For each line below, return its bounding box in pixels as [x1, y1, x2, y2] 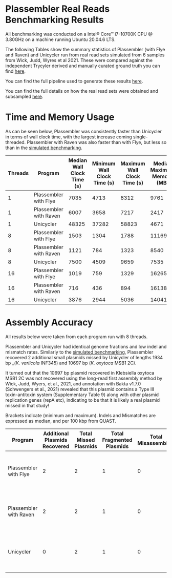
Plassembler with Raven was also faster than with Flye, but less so [27, 139, 167, 145]
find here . [5, 68, 26, 74]
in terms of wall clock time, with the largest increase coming [5, 134, 132, 140]
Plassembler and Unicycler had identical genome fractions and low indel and [5, 343, 167, 349]
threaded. [5, 139, 26, 145]
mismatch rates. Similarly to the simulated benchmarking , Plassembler [5, 349, 154, 355]
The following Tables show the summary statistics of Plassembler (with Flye [5, 46, 165, 52]
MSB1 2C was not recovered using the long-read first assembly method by [5, 375, 163, 381]
